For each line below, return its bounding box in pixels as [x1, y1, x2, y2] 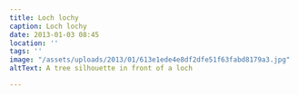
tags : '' [9, 47, 43, 56]
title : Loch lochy [9, 13, 79, 23]
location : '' [9, 38, 59, 48]
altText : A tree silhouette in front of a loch [9, 64, 194, 73]
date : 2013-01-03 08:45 [9, 30, 100, 39]
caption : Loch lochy [9, 22, 88, 31]
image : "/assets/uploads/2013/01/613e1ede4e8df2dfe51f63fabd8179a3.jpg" [9, 55, 291, 64]
